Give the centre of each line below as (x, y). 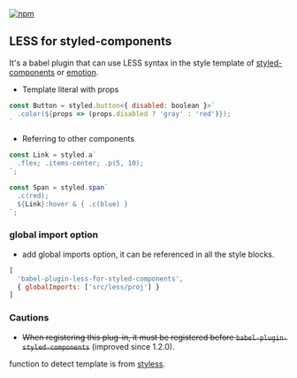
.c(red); (33, 196)
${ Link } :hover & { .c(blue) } (72, 204)
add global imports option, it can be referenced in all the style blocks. (148, 254)
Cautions (29, 318)
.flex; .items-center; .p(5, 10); (80, 164)
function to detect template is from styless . (88, 364)
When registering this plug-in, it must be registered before (128, 337)
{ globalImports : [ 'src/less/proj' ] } (89, 287)
